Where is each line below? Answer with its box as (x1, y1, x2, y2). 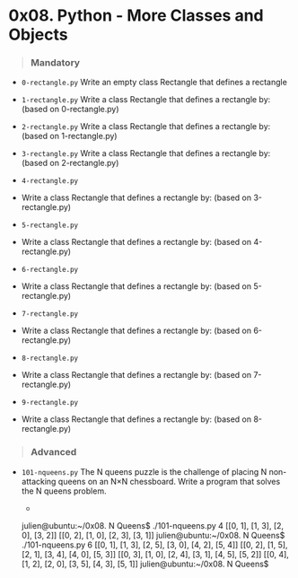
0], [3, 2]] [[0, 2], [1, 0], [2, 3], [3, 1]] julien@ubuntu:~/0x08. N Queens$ (21, 530, 285, 540)
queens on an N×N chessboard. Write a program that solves (57, 476, 281, 486)
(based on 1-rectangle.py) (21, 131, 118, 142)
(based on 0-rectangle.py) (21, 104, 119, 115)
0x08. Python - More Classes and (8, 5, 264, 26)
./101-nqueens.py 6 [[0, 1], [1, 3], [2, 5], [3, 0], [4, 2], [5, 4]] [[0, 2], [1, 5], (21, 539, 288, 550)
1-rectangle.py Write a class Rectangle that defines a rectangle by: (21, 94, 271, 105)
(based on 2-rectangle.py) (21, 158, 119, 169)
